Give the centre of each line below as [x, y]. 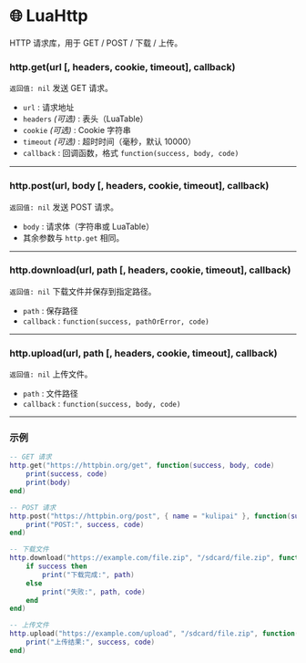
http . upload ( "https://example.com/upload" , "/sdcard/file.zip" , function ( [154, 634]
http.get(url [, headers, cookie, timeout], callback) [122, 67]
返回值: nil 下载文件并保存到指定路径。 [83, 291]
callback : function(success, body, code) [102, 404]
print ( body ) [48, 483]
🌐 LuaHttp [49, 16]
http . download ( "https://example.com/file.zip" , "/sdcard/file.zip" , [142, 558]
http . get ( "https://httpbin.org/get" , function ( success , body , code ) [142, 466]
